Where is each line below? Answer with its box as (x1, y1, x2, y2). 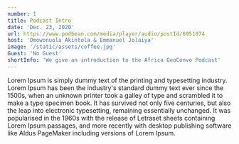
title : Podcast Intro (7, 17, 72, 24)
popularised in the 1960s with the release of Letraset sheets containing (7, 113, 216, 122)
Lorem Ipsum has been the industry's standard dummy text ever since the (7, 83, 224, 92)
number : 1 (7, 10, 37, 18)
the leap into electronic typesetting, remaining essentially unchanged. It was (7, 106, 231, 114)
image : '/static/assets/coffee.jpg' (7, 43, 116, 50)
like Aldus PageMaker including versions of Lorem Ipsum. (7, 128, 176, 137)
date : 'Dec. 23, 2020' (7, 23, 75, 31)
